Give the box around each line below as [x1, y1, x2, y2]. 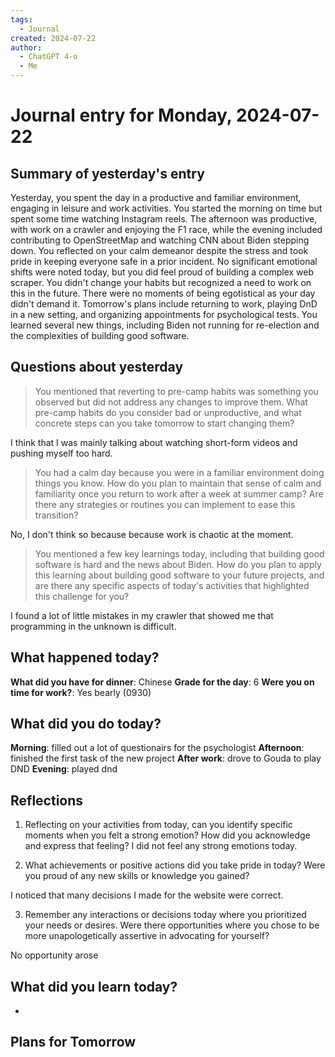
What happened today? [10, 649, 160, 666]
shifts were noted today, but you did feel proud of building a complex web [10, 266, 315, 278]
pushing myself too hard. [10, 447, 113, 459]
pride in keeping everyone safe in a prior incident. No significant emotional [10, 256, 318, 267]
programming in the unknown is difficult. [10, 620, 177, 632]
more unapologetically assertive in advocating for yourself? [24, 930, 270, 942]
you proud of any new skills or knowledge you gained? [24, 870, 250, 882]
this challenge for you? [34, 590, 130, 602]
